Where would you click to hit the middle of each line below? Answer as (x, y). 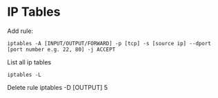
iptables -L (24, 75)
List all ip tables (29, 62)
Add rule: (20, 31)
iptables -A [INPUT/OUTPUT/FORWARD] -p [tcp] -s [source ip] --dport (109, 43)
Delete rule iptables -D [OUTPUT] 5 (58, 87)
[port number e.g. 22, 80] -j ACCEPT (61, 49)
